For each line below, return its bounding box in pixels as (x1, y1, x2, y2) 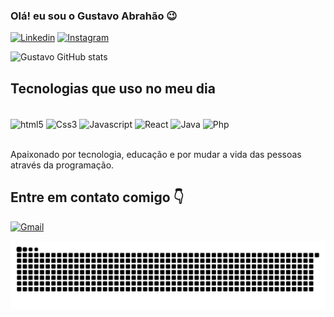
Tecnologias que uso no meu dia (10, 80, 216, 97)
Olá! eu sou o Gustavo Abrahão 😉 (10, 9, 178, 23)
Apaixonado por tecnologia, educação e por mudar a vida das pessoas (10, 148, 302, 160)
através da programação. (10, 159, 115, 171)
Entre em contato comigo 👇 (10, 189, 185, 206)
